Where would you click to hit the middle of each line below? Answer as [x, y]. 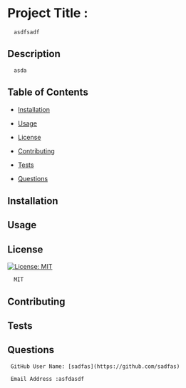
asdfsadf [27, 32]
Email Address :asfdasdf [47, 379]
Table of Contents [48, 92]
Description [34, 54]
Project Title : [48, 13]
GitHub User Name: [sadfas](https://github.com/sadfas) [95, 366]
